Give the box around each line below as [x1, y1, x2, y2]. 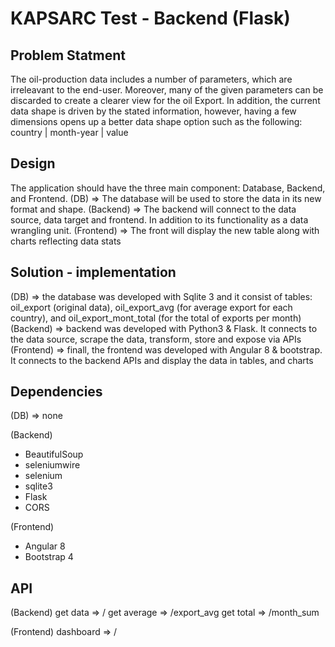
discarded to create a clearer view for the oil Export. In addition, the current [10, 95, 321, 106]
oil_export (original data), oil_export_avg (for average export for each [10, 301, 293, 313]
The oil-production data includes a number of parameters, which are [10, 73, 293, 85]
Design [10, 155, 56, 172]
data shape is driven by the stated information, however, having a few [10, 105, 297, 117]
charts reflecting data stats [10, 235, 122, 247]
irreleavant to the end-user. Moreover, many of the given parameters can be [10, 84, 324, 96]
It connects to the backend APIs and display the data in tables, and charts [10, 354, 314, 366]
